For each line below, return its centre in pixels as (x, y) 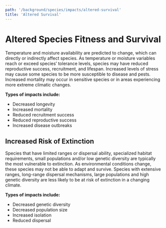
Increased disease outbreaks (42, 125)
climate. (13, 185)
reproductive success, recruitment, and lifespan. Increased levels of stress (82, 69)
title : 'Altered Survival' (33, 14)
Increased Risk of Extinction (50, 141)
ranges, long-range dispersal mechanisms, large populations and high (77, 174)
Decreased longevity (34, 104)
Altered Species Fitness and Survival (83, 39)
